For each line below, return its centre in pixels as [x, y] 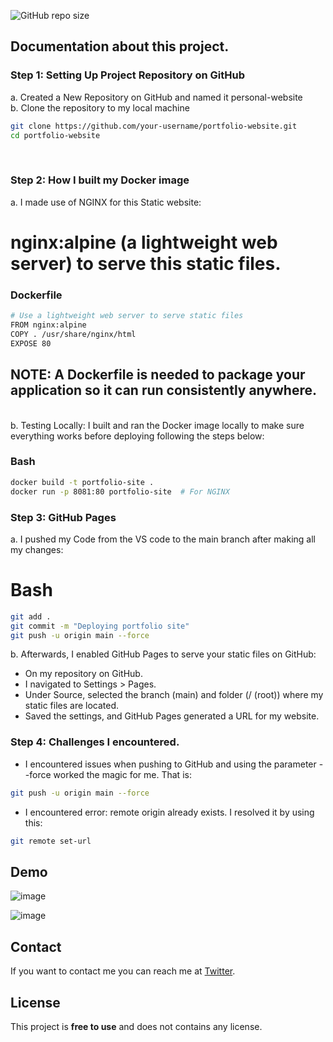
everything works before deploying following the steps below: [137, 436]
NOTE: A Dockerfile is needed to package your [158, 375]
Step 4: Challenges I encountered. [95, 742]
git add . [31, 616]
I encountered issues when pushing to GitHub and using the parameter [170, 764]
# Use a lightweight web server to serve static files [127, 316]
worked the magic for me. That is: [122, 774]
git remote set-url [51, 841]
